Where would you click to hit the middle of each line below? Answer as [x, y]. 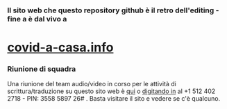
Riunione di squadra [42, 69]
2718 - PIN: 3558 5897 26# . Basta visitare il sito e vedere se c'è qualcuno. [114, 99]
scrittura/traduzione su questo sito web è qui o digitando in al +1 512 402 [111, 91]
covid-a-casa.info [60, 48]
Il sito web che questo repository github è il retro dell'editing [111, 10]
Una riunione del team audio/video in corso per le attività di [92, 84]
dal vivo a [50, 19]
